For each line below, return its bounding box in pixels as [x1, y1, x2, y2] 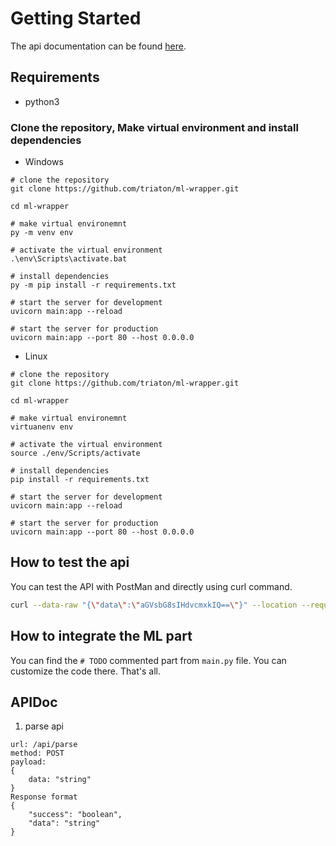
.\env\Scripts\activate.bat [10, 254, 128, 264]
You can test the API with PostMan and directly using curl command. [10, 580, 293, 592]
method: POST [10, 748, 65, 759]
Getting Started [10, 7, 142, 30]
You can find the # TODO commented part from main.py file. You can [10, 654, 287, 666]
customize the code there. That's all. [10, 665, 161, 677]
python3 [24, 95, 60, 107]
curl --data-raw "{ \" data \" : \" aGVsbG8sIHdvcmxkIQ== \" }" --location [10, 600, 298, 610]
